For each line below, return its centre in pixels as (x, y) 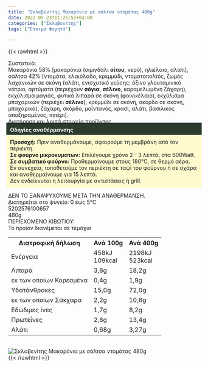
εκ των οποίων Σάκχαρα (47, 300)
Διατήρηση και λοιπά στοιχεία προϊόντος (60, 122)
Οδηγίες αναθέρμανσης (42, 130)
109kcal (105, 260)
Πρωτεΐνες (27, 320)
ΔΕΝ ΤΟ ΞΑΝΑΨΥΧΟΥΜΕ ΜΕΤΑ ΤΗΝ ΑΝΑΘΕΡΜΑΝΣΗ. (77, 196)
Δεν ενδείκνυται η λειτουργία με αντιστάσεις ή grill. (76, 181)
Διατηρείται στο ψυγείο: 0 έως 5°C (52, 202)
